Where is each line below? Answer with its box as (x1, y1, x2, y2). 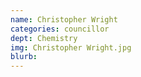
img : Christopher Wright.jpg (10, 42, 132, 53)
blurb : (10, 52, 38, 62)
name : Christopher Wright (10, 14, 118, 25)
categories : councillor (10, 24, 110, 34)
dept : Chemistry (10, 33, 78, 43)
